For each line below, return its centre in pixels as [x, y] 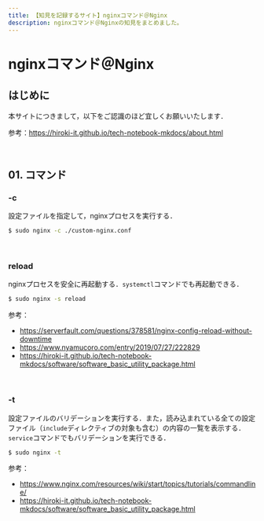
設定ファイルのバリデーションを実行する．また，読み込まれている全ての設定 [132, 418]
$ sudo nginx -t [35, 453]
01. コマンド [37, 175]
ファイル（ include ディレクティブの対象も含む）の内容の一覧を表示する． [127, 427]
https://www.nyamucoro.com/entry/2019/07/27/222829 [110, 347]
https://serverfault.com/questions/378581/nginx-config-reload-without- [136, 331]
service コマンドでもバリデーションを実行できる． [89, 438]
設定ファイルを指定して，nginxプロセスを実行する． [92, 216]
